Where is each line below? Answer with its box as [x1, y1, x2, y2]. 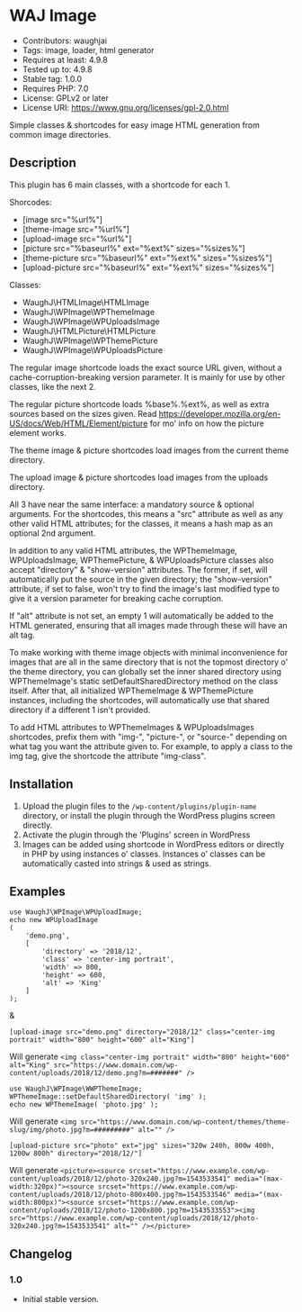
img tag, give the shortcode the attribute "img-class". [9, 750, 207, 761]
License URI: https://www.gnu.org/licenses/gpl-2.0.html [22, 102, 229, 113]
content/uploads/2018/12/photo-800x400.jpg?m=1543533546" [9, 1190, 231, 1199]
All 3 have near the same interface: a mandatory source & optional [9, 499, 254, 510]
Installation [9, 776, 74, 792]
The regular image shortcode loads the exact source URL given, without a [9, 362, 282, 373]
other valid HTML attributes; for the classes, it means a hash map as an [9, 518, 273, 529]
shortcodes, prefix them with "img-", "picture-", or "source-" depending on [9, 731, 288, 742]
